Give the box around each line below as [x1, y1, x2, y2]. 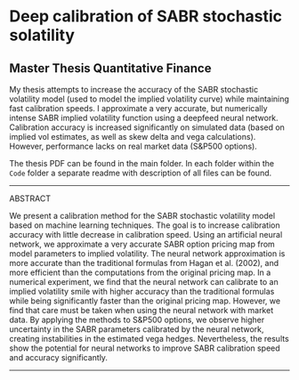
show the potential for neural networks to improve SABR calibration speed [9, 343, 280, 353]
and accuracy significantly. [9, 352, 109, 362]
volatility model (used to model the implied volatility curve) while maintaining [9, 93, 289, 104]
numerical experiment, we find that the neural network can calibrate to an [9, 277, 279, 287]
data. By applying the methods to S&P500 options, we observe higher [9, 314, 265, 325]
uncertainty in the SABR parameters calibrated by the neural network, [9, 324, 264, 335]
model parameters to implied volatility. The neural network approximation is [9, 248, 286, 259]
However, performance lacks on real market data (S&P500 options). [9, 141, 258, 151]
